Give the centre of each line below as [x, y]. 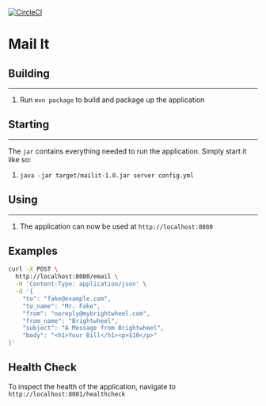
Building [29, 73]
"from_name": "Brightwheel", [70, 321]
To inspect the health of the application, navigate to [92, 386]
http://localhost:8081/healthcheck [67, 394]
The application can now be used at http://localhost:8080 [116, 226]
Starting [29, 125]
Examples [33, 251]
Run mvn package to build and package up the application [112, 100]
